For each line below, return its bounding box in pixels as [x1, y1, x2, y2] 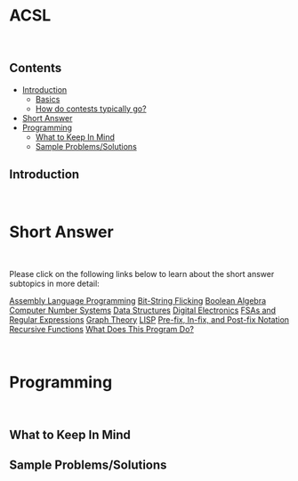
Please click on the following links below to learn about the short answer [9, 268, 275, 279]
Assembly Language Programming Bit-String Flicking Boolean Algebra [9, 295, 267, 306]
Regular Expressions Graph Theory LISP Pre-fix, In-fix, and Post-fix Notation [9, 314, 290, 325]
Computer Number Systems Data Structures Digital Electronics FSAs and [9, 305, 277, 315]
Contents [9, 61, 62, 76]
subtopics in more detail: [9, 278, 100, 289]
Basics [35, 94, 60, 104]
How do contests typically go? [35, 103, 147, 114]
